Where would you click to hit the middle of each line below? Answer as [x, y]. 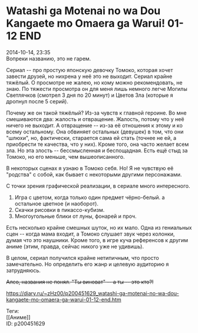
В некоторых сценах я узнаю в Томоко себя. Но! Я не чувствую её [90, 168]
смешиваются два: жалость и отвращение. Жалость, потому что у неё [95, 119]
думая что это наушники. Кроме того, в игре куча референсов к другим [97, 240]
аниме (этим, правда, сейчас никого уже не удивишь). [75, 246]
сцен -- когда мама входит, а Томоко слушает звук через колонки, [90, 234]
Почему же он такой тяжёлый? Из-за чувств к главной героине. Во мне [96, 113]
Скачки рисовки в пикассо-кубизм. [60, 210]
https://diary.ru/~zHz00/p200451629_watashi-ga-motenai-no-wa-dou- [93, 293]
